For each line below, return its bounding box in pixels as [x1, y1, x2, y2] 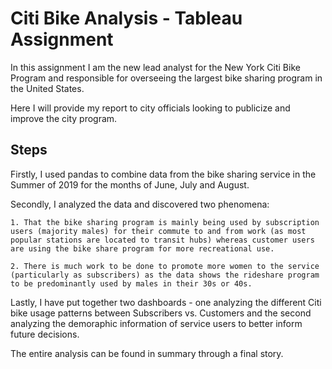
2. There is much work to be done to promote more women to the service [10, 261, 320, 271]
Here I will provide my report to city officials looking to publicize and [10, 102, 291, 114]
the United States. [10, 82, 85, 94]
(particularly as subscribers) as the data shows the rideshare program [10, 270, 320, 280]
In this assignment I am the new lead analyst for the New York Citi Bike [10, 61, 301, 73]
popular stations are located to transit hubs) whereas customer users [10, 235, 315, 245]
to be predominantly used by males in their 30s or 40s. [10, 278, 253, 289]
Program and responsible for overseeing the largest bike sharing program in [10, 72, 323, 84]
